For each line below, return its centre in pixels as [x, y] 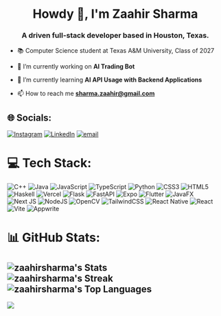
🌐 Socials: [30, 118]
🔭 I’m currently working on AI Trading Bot [76, 66]
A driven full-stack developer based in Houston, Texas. [115, 36]
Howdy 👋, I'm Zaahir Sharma [115, 14]
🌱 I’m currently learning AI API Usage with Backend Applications [109, 80]
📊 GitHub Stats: [54, 238]
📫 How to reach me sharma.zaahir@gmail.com [86, 94]
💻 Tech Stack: [49, 163]
